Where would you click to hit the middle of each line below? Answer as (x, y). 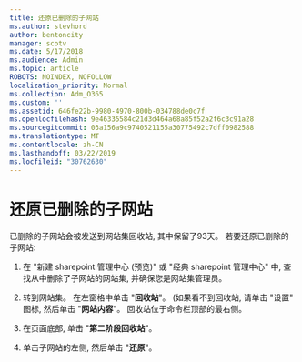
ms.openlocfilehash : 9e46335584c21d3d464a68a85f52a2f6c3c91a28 (132, 119)
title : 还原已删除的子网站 (55, 18)
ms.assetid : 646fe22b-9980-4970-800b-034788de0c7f (107, 111)
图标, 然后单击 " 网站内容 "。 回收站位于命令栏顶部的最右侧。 (135, 309)
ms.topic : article (44, 69)
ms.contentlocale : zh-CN (56, 145)
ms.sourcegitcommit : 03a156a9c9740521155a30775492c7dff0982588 (132, 128)
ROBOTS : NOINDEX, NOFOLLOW (60, 77)
